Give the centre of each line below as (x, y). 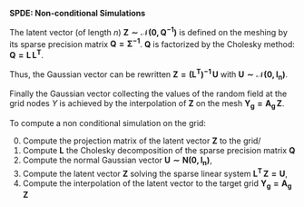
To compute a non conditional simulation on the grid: (108, 123)
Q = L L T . (26, 54)
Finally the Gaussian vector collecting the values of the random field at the (148, 94)
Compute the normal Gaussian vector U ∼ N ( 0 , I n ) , (118, 161)
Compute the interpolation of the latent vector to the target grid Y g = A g (157, 184)
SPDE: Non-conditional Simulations (78, 13)
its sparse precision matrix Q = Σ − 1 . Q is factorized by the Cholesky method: (152, 43)
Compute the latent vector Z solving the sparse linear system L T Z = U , (155, 173)
